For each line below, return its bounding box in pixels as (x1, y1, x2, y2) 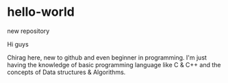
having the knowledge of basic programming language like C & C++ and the (7, 60, 221, 69)
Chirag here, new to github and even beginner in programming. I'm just (7, 53, 207, 62)
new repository (7, 27, 50, 35)
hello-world (7, 4, 75, 20)
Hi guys (7, 40, 29, 48)
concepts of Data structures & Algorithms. (7, 68, 126, 76)
